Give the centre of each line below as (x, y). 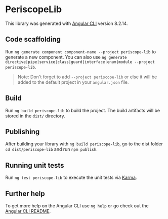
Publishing (23, 131)
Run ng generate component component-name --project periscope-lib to (80, 51)
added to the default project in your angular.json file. (73, 82)
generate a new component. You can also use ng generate (66, 57)
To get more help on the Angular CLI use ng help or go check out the (77, 206)
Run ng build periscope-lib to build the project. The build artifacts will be (83, 110)
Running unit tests (35, 165)
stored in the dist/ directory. (35, 116)
